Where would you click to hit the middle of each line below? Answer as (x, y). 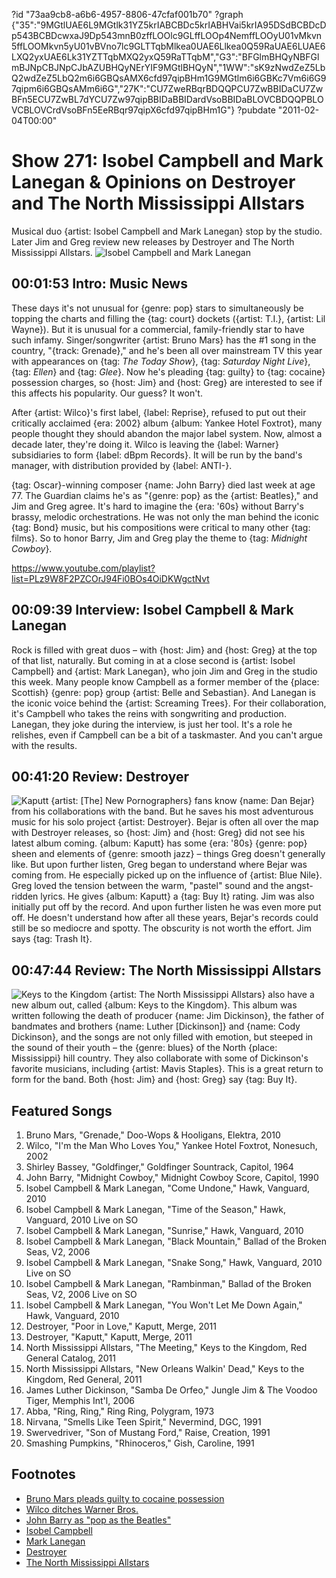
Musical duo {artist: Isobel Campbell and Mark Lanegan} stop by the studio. (167, 231)
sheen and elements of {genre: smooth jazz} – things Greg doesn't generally (168, 854)
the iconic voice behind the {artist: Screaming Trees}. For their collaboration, (169, 703)
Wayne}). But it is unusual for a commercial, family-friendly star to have (158, 329)
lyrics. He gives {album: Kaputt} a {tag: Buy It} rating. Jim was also (177, 896)
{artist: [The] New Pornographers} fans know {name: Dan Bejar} (183, 801)
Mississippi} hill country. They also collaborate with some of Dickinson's (160, 1058)
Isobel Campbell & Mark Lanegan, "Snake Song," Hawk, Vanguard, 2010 (174, 1262)
